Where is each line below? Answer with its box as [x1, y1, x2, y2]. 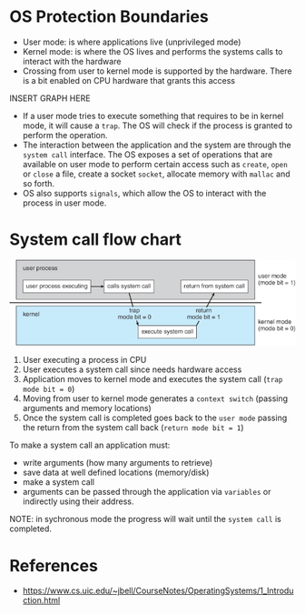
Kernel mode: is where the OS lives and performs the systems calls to [22, 45, 283, 56]
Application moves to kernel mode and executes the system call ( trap [22, 374, 283, 385]
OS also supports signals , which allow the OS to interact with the [22, 187, 267, 198]
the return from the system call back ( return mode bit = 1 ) [22, 422, 244, 433]
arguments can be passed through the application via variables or [22, 487, 271, 498]
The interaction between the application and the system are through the [22, 139, 292, 150]
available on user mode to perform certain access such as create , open [22, 158, 288, 169]
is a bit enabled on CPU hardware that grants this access [22, 75, 236, 86]
